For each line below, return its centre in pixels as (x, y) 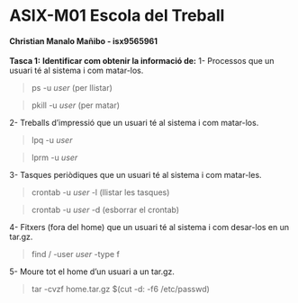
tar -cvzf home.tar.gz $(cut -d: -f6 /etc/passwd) (120, 290)
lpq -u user (52, 140)
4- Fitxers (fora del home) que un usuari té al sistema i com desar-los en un (149, 227)
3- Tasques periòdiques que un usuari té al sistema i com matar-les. (136, 175)
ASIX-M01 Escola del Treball (117, 16)
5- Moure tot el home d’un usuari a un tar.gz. (92, 272)
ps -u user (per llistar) (72, 88)
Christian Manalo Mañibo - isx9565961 (84, 40)
